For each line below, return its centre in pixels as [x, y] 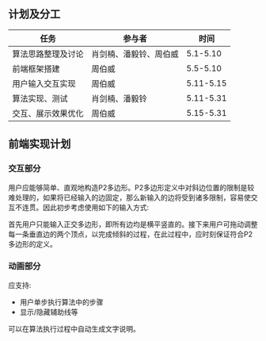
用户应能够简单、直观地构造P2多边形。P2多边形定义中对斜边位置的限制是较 [131, 187]
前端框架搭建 [36, 68]
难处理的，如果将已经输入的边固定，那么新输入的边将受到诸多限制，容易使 [129, 197]
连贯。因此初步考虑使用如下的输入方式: [85, 207]
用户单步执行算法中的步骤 [61, 302]
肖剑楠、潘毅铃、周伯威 [135, 54]
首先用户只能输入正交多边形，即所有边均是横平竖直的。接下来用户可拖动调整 [133, 224]
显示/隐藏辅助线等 [49, 312]
